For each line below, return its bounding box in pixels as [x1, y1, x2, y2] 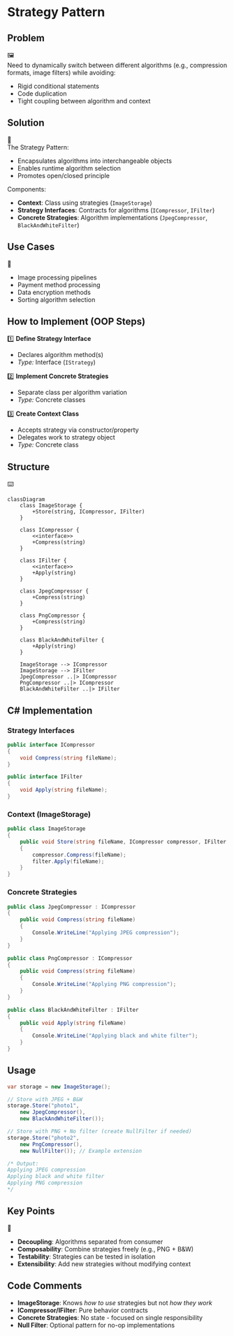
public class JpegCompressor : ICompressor [7, 903, 136, 910]
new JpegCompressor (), [20, 1109, 86, 1116]
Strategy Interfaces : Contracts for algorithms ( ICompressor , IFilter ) [17, 205, 215, 214]
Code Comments [7, 1280, 82, 1292]
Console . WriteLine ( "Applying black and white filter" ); [32, 1032, 198, 1040]
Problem [7, 32, 45, 44]
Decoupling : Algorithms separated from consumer [17, 1237, 163, 1246]
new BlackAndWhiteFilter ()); [20, 1115, 105, 1122]
